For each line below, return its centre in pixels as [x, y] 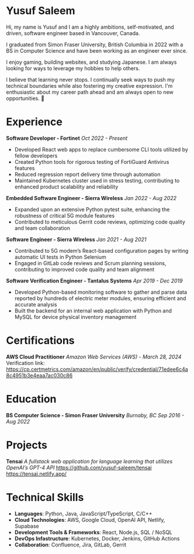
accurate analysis [36, 304]
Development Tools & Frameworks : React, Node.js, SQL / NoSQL [93, 532]
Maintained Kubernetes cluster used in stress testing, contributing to [97, 180]
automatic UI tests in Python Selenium [60, 257]
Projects [27, 445]
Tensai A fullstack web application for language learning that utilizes [89, 461]
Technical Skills [45, 497]
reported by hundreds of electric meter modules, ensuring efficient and [100, 298]
